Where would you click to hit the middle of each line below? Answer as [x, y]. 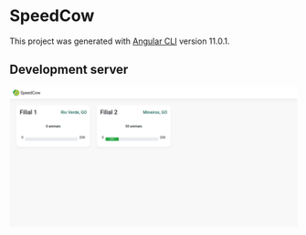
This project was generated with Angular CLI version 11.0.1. [120, 41]
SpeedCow [52, 16]
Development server [69, 70]
